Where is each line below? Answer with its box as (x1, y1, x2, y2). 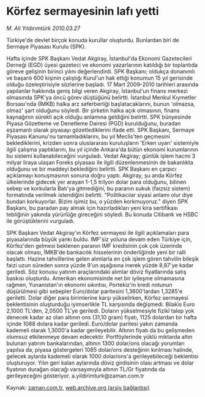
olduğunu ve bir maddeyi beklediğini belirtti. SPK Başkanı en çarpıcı (6, 165, 177, 173)
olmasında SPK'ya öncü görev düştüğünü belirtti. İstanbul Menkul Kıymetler (6, 94, 197, 101)
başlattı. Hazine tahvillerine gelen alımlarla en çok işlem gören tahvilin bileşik (6, 255, 199, 262)
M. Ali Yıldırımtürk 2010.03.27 (6, 24, 81, 32)
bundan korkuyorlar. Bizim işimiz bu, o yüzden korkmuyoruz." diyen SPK (6, 198, 188, 205)
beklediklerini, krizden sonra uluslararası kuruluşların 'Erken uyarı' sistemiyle (6, 139, 199, 146)
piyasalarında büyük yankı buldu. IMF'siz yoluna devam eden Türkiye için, (6, 236, 192, 243)
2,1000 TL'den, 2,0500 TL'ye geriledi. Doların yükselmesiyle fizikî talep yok (6, 307, 195, 314)
